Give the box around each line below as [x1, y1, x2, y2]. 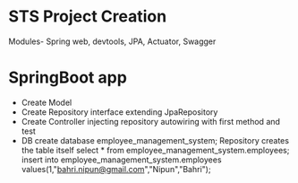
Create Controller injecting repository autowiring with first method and [21, 116, 281, 126]
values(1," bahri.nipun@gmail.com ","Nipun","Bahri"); [21, 163, 211, 174]
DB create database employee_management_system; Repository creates [21, 135, 290, 145]
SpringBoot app [8, 67, 127, 88]
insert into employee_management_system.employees [21, 154, 222, 165]
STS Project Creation [8, 6, 167, 27]
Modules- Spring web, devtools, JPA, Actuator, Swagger [8, 36, 217, 47]
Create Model [21, 97, 72, 108]
